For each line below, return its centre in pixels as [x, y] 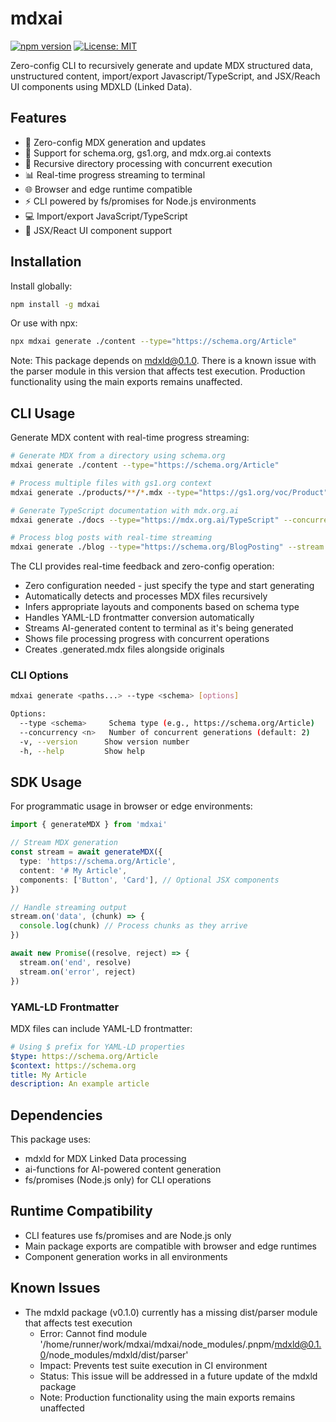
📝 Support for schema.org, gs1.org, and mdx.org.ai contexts [148, 153]
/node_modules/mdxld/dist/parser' [117, 1354]
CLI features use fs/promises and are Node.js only [128, 1235]
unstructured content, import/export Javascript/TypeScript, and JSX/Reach [165, 76]
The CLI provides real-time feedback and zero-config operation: [142, 566]
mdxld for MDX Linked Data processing [105, 1159]
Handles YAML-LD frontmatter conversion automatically [139, 618]
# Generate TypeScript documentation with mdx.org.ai [125, 510]
